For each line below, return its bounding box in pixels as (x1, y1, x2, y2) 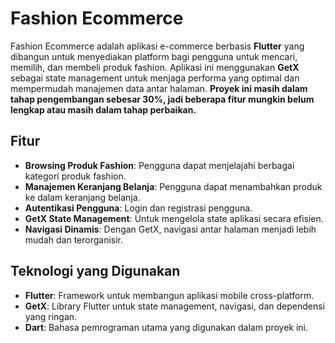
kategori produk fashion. (24, 170, 127, 182)
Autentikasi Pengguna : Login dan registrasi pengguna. (24, 202, 253, 214)
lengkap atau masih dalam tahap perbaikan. (10, 103, 197, 116)
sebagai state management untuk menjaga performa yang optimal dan (10, 72, 300, 84)
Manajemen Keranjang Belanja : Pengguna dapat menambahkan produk (24, 180, 323, 192)
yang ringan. (24, 310, 78, 322)
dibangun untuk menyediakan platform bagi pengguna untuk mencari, (10, 50, 298, 62)
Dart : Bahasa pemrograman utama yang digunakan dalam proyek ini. (24, 321, 309, 333)
